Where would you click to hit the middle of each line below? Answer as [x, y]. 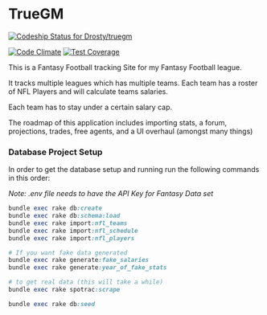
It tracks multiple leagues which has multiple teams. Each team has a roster [133, 83]
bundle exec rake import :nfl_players [72, 238]
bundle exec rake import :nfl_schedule [73, 231]
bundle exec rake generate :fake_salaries [79, 260]
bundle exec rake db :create [55, 209]
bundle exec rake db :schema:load [64, 216]
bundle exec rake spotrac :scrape [64, 290]
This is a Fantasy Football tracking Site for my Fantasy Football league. [125, 67]
